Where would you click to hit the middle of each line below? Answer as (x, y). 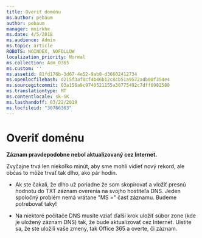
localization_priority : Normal (46, 57)
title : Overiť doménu (34, 12)
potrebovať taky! (36, 204)
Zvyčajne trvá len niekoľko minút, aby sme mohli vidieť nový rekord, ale (96, 166)
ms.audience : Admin (31, 40)
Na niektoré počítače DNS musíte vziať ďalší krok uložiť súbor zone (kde (106, 216)
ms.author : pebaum (30, 18)
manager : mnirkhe (28, 29)
